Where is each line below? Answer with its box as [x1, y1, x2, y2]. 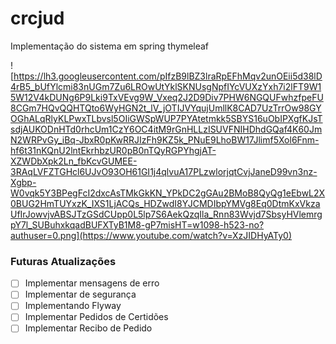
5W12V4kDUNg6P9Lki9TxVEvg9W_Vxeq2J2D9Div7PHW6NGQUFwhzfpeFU [10, 91, 324, 103]
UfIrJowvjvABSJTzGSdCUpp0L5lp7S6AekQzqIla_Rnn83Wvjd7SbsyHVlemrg [10, 208, 323, 220]
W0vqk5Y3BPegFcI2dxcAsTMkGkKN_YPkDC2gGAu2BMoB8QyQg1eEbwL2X [10, 187, 326, 199]
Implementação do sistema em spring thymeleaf [10, 40, 210, 52]
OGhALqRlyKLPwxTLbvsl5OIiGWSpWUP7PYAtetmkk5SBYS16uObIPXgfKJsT [10, 112, 323, 124]
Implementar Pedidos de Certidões [24, 311, 169, 323]
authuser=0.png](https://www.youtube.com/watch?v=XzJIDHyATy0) [10, 229, 293, 241]
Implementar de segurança [24, 288, 137, 301]
